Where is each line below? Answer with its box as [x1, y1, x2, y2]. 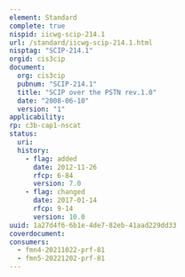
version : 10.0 [32, 212, 86, 222]
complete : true [9, 21, 66, 30]
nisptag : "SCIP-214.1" [9, 46, 93, 55]
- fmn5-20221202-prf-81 [17, 254, 105, 264]
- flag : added [25, 154, 77, 164]
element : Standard [9, 13, 77, 22]
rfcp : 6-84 [32, 171, 74, 180]
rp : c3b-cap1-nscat [9, 122, 82, 130]
